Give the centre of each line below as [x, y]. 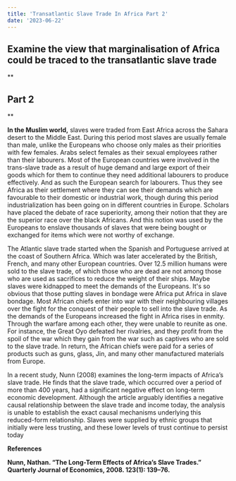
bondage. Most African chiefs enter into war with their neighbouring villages [118, 302]
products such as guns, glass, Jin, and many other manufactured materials [116, 354]
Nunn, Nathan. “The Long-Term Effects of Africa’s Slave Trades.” [105, 463]
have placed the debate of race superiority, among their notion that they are [117, 213]
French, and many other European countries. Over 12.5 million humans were [117, 264]
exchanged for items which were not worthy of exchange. [91, 235]
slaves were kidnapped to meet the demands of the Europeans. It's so [109, 286]
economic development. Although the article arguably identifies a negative [116, 398]
